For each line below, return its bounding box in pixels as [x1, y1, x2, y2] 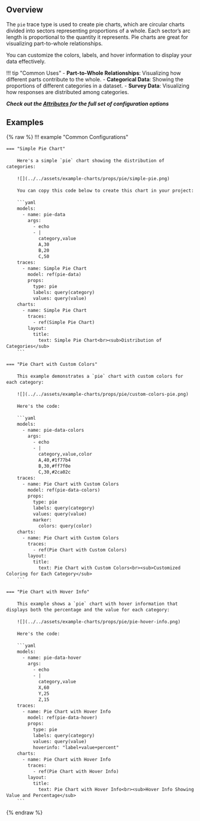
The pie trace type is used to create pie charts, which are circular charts [6, 20, 185, 28]
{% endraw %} [6, 808, 43, 816]
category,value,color [38, 451, 93, 457]
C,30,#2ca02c [38, 469, 71, 475]
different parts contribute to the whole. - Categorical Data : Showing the [6, 75, 184, 83]
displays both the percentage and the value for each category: [6, 607, 170, 613]
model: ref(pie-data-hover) [28, 714, 98, 720]
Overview [6, 5, 44, 15]
